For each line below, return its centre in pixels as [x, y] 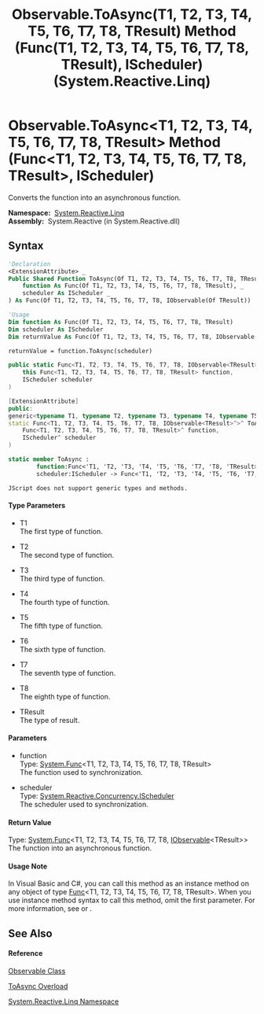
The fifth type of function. [61, 625]
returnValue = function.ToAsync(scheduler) [81, 351]
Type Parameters [37, 506]
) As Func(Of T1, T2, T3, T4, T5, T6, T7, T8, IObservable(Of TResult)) [130, 301]
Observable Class [37, 971]
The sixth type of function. [62, 649]
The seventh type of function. [68, 673]
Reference [26, 953]
